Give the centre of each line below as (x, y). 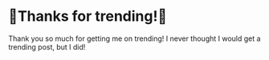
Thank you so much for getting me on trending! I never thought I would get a (134, 38)
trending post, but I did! (47, 46)
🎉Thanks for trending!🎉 (88, 16)
